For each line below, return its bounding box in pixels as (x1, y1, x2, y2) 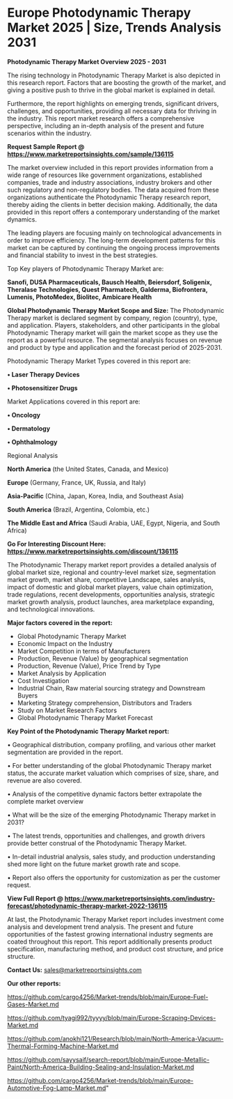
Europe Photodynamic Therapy (7, 5, 191, 21)
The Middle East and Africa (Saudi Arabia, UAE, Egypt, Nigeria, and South (7, 518, 220, 527)
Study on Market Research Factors (17, 706, 117, 714)
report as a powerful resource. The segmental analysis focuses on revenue (7, 336, 223, 344)
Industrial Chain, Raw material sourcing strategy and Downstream (17, 684, 205, 692)
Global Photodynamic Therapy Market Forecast (17, 713, 153, 722)
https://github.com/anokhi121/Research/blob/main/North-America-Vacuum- (7, 1034, 224, 1043)
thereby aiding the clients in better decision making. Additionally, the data (7, 200, 218, 208)
